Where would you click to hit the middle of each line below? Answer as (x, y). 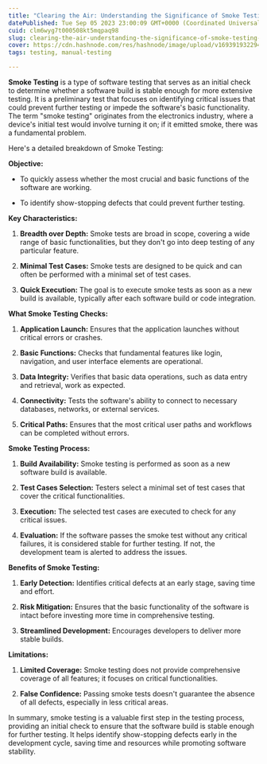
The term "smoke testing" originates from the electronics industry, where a (131, 116)
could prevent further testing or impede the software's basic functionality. (129, 107)
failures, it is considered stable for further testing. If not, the (118, 544)
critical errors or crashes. (61, 337)
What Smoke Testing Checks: (58, 314)
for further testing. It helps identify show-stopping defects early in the (123, 735)
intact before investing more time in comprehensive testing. (117, 615)
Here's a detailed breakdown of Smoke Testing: (86, 148)
